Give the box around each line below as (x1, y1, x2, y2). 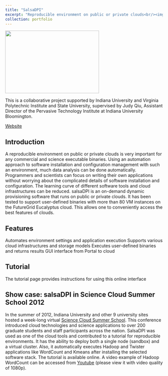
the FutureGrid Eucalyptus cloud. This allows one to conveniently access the (5, 204, 163, 211)
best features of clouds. (5, 210, 54, 216)
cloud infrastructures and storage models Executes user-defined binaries (5, 243, 156, 249)
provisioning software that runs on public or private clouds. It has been (5, 194, 151, 200)
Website (5, 123, 22, 129)
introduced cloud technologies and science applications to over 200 (5, 322, 146, 328)
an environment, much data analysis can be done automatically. (5, 167, 136, 173)
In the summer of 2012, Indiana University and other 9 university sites (5, 311, 148, 317)
